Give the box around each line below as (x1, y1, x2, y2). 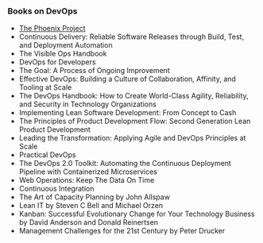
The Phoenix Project (18, 24, 86, 33)
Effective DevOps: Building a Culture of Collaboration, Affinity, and (18, 74, 236, 84)
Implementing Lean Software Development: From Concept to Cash (18, 108, 237, 118)
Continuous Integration (18, 184, 95, 194)
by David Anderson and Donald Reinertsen (18, 218, 159, 227)
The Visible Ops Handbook (18, 49, 107, 59)
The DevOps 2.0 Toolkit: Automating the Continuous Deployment (18, 159, 231, 168)
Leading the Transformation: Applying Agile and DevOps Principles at (18, 133, 246, 143)
